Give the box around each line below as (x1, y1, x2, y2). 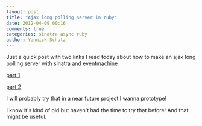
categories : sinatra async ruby (6, 31, 87, 37)
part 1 (6, 72, 21, 78)
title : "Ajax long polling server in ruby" (6, 14, 118, 20)
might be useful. (6, 113, 47, 120)
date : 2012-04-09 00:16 (6, 20, 66, 26)
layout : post (6, 8, 39, 15)
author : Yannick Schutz (6, 37, 66, 43)
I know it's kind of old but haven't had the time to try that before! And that (6, 107, 189, 113)
